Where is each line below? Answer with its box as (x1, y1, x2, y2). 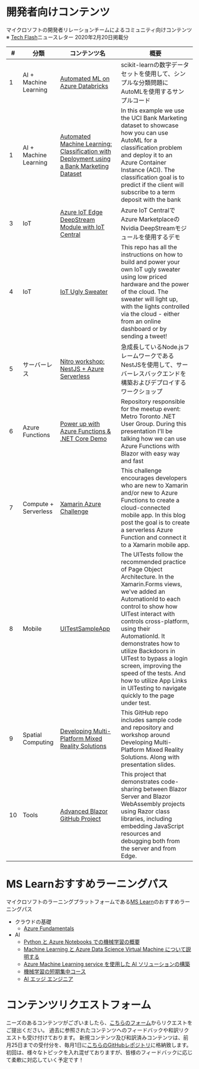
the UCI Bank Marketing (120, 113, 188, 122)
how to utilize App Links (120, 676, 188, 685)
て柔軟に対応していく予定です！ (6, 1056, 84, 1063)
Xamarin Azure (60, 499, 101, 508)
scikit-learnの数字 (120, 61, 172, 69)
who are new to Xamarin (120, 481, 188, 489)
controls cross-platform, (120, 617, 190, 625)
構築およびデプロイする (120, 378, 187, 387)
